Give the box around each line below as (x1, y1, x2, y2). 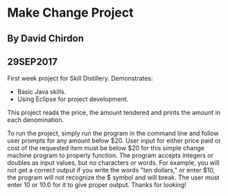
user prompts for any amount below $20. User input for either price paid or (7, 136, 221, 145)
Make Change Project (7, 5, 134, 21)
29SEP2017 (7, 55, 58, 67)
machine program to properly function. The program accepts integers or (7, 151, 213, 160)
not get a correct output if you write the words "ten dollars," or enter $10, (7, 166, 216, 175)
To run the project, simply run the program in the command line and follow (7, 130, 220, 138)
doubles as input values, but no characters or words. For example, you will (7, 159, 220, 167)
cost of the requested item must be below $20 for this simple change (7, 144, 204, 152)
